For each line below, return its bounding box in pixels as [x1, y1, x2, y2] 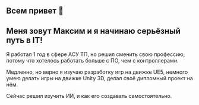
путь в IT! [6, 35, 43, 45]
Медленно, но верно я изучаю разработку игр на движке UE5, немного [6, 68, 188, 76]
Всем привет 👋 [6, 6, 64, 16]
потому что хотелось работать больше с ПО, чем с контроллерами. [6, 57, 179, 64]
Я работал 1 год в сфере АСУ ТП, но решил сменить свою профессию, [6, 51, 185, 58]
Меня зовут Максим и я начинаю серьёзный [6, 26, 181, 36]
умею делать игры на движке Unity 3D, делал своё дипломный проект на [6, 75, 193, 82]
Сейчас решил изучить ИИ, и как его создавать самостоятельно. [6, 93, 172, 100]
